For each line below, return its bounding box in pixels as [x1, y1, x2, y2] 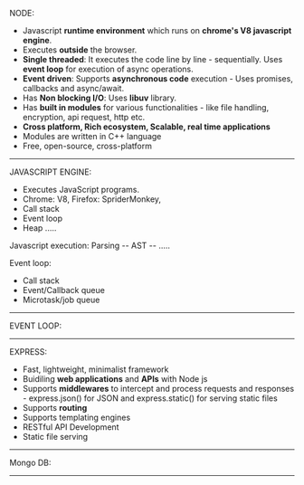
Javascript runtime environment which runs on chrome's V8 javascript [22, 25, 292, 35]
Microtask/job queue [22, 294, 100, 305]
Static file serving [22, 432, 89, 442]
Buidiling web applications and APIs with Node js [22, 374, 208, 384]
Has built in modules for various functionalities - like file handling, [22, 102, 270, 112]
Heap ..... [22, 223, 57, 233]
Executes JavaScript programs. [22, 185, 140, 195]
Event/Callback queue [22, 285, 106, 295]
